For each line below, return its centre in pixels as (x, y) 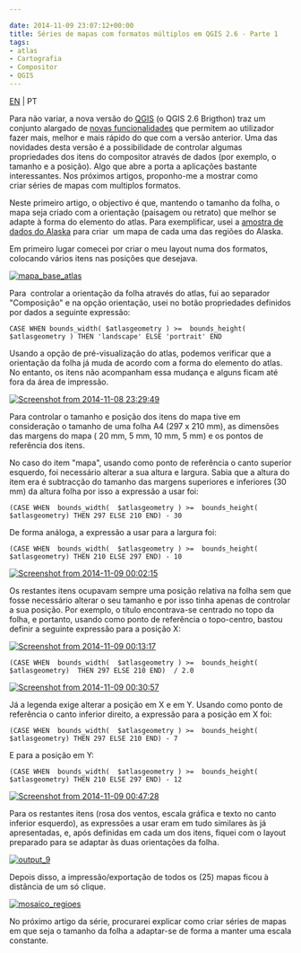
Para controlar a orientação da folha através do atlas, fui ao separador (140, 293)
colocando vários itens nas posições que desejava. (104, 258)
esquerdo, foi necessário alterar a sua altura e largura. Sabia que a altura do (150, 472)
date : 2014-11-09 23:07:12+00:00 (72, 25)
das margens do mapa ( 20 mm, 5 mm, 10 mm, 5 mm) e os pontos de (137, 436)
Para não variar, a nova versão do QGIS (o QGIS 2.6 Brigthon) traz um (138, 119)
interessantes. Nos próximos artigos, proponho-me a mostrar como (133, 175)
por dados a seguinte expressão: (70, 312)
